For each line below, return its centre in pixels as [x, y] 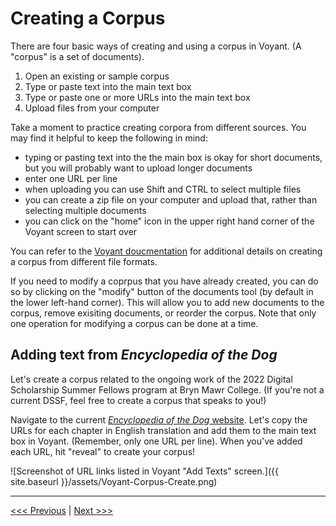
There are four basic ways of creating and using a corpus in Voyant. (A [156, 46]
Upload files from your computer [92, 108]
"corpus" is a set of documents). [77, 56]
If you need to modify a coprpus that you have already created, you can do [164, 281]
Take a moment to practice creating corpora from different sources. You [158, 127]
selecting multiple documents [85, 210]
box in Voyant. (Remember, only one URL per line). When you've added [156, 441]
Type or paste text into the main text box [108, 86]
